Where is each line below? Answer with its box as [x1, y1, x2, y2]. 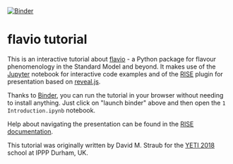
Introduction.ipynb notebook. [7, 106, 96, 115]
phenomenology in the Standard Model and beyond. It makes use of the [7, 62, 217, 71]
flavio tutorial [7, 32, 88, 47]
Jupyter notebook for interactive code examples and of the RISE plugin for [7, 69, 224, 78]
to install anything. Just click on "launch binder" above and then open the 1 [7, 98, 226, 107]
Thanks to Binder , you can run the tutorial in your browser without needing [7, 90, 224, 99]
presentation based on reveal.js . [7, 77, 101, 86]
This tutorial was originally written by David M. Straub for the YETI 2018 [7, 141, 215, 149]
